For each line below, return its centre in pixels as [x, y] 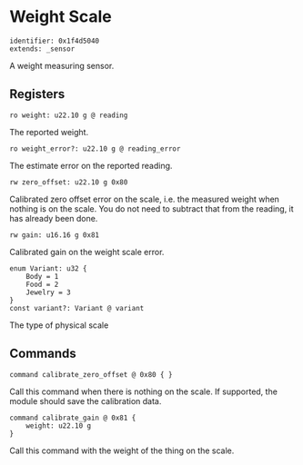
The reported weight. [49, 132]
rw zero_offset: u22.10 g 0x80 [69, 182]
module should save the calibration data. [86, 401]
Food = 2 [42, 284]
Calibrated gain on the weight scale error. [87, 252]
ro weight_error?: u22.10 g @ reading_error [95, 148]
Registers [37, 94]
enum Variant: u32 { [49, 268]
